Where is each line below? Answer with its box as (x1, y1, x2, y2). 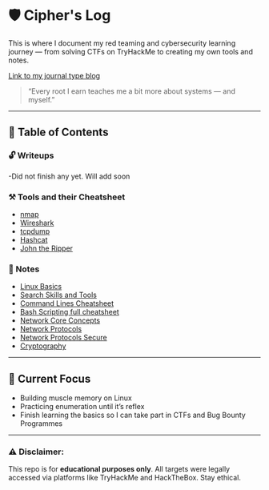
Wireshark (19, 218, 54, 227)
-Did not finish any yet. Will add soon (8, 171, 130, 181)
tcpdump (19, 226, 50, 236)
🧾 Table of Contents (8, 126, 109, 139)
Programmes (19, 419, 62, 428)
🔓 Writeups (8, 150, 54, 161)
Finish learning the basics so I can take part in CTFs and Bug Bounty (19, 410, 246, 420)
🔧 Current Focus (8, 372, 91, 385)
